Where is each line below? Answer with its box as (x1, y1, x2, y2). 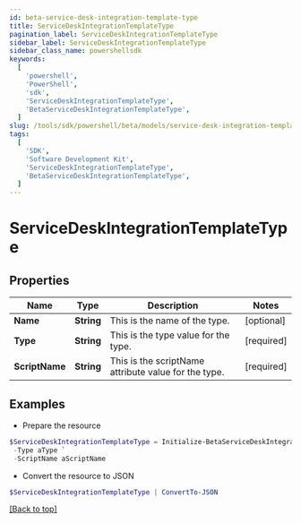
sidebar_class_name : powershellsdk (9, 47, 142, 56)
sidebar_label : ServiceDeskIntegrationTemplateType (9, 38, 206, 47)
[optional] (245, 314, 287, 327)
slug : (9, 122, 30, 131)
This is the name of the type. (109, 314, 230, 327)
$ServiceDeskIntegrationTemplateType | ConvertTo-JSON (9, 487, 219, 497)
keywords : (9, 55, 47, 64)
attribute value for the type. (109, 366, 225, 379)
